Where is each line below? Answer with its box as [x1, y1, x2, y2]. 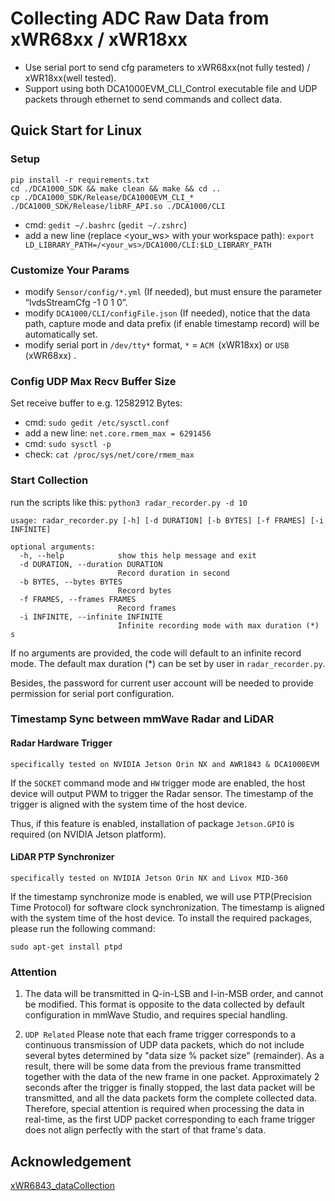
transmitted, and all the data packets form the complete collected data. [24, 1092, 318, 1104]
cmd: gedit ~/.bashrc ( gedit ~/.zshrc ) [24, 218, 188, 231]
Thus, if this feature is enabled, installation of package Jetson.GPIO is [10, 817, 295, 829]
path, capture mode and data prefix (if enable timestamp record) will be [24, 317, 320, 329]
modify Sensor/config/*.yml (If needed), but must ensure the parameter [24, 285, 323, 297]
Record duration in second [117, 568, 230, 578]
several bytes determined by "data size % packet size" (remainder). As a [24, 1050, 325, 1062]
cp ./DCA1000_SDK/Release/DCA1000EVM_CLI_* [10, 192, 195, 202]
